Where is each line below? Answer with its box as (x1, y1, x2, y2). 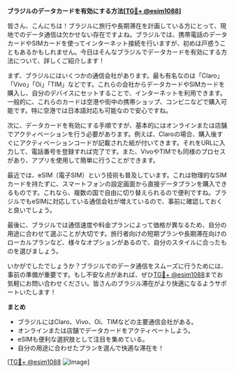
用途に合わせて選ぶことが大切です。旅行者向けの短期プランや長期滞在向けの (7, 230, 227, 237)
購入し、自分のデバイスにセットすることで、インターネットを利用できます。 (7, 89, 227, 97)
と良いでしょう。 (7, 206, 56, 214)
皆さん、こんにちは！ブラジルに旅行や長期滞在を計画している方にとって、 (7, 22, 221, 30)
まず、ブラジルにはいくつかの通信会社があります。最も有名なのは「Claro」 (7, 71, 224, 80)
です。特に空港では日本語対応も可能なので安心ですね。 (13, 106, 173, 115)
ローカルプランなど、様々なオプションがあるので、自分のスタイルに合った (7, 238, 221, 247)
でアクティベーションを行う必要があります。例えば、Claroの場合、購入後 (7, 130, 217, 138)
